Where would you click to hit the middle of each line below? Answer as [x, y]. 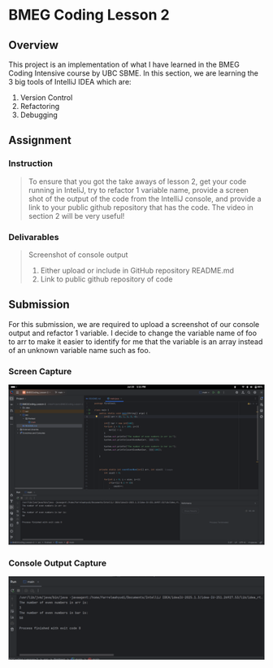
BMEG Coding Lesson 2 [89, 15]
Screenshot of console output [78, 255]
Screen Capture [40, 371]
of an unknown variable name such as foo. [80, 350]
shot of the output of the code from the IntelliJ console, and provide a [145, 199]
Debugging [39, 115]
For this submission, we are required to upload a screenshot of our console [134, 324]
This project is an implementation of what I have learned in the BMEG [124, 64]
